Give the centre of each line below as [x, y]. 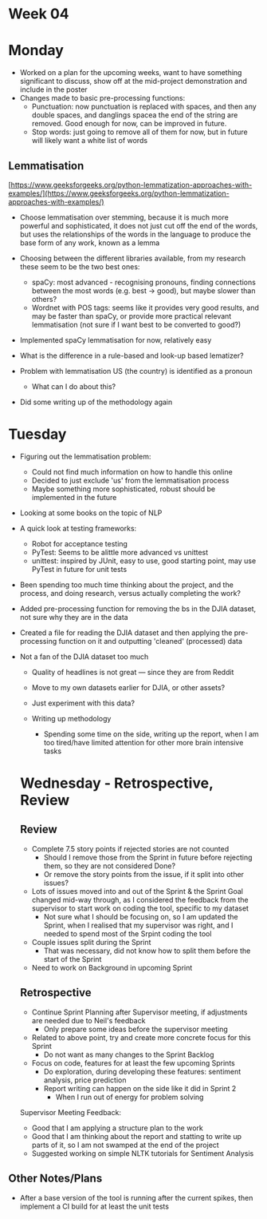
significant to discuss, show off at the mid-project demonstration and [133, 81]
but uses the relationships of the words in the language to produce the [135, 234]
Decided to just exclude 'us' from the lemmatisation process [130, 480]
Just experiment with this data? [83, 703]
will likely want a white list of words [90, 141]
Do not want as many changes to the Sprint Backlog [129, 1054]
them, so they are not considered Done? [110, 866]
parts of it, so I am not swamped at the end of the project [125, 1145]
